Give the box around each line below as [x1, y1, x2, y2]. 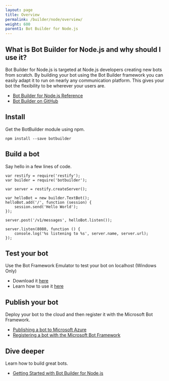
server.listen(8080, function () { [5, 227, 81, 232]
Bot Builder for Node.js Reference [12, 92, 83, 99]
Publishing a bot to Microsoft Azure [12, 327, 87, 333]
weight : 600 [5, 21, 30, 27]
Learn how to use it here [12, 283, 64, 290]
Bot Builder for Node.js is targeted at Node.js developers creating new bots [5, 67, 162, 73]
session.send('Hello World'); [14, 204, 79, 209]
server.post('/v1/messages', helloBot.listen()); [5, 217, 113, 223]
